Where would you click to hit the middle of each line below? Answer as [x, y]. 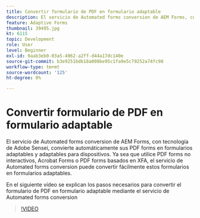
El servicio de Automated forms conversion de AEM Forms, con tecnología [97, 142]
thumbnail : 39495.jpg [33, 28]
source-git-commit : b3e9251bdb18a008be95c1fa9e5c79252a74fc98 [85, 61]
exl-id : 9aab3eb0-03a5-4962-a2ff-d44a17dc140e [65, 56]
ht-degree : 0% [24, 78]
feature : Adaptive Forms [37, 23]
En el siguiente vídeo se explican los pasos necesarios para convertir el [94, 185]
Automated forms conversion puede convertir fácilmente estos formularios [98, 167]
